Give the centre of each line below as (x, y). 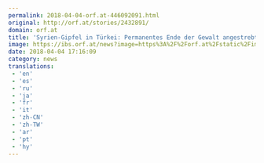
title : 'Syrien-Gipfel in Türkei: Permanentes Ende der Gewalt (114, 37)
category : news (33, 60)
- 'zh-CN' (27, 118)
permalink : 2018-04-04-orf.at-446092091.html (84, 15)
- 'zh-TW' (27, 125)
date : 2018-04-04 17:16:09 (52, 52)
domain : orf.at (33, 30)
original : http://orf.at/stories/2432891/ (79, 23)
